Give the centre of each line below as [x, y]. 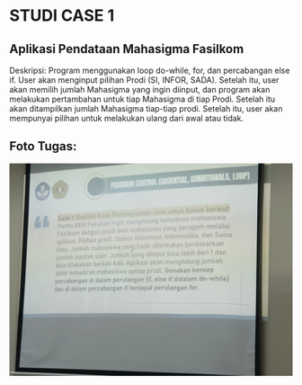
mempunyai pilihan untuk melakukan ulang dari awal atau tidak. [127, 118]
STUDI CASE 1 [62, 16]
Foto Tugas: [43, 146]
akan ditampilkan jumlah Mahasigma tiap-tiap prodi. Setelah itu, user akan [146, 108]
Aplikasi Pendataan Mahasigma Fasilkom [127, 49]
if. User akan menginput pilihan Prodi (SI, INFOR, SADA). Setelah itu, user [144, 80]
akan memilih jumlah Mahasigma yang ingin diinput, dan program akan [140, 90]
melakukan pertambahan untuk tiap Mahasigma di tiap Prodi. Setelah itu [142, 99]
